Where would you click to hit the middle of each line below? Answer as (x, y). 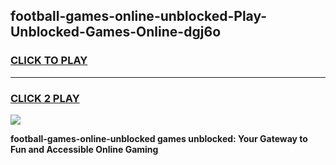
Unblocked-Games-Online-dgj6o (116, 32)
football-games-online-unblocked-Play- (139, 16)
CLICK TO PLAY (49, 61)
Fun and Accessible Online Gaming (84, 149)
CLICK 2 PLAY (45, 98)
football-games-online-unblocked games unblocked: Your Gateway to (159, 138)
